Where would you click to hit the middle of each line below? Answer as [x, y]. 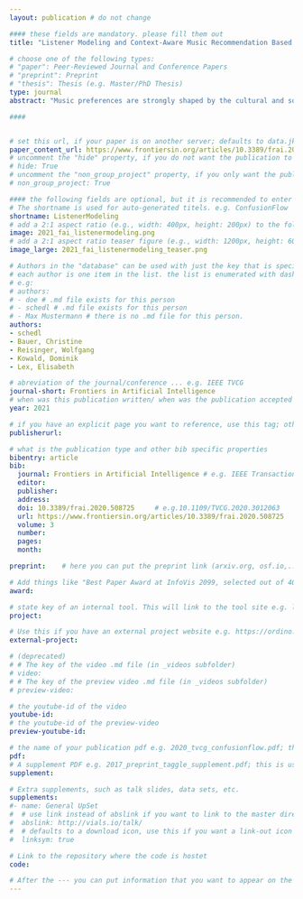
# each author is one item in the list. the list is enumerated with [143, 274]
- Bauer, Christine [46, 341]
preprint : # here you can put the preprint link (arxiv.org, [133, 566]
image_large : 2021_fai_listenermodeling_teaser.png [108, 250]
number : [32, 533]
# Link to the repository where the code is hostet [108, 856]
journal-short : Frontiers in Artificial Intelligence [113, 392]
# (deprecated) [38, 657]
